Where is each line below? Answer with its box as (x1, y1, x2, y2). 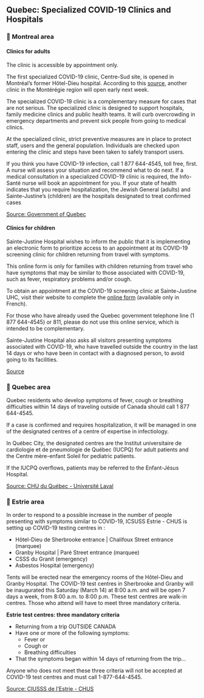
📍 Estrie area (6, 498, 44, 506)
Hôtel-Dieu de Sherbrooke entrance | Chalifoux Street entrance (15, 536, 174, 543)
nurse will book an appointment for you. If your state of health (22, 179, 177, 186)
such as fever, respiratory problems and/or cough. (6, 275, 132, 282)
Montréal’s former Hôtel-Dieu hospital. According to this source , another (6, 79, 187, 87)
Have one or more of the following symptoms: (15, 629, 130, 637)
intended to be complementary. (6, 324, 85, 332)
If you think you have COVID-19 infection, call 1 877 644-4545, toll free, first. (6, 160, 198, 167)
